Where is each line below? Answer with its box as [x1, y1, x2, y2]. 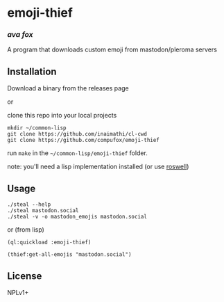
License [7, 270, 42, 282]
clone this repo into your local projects [7, 111, 117, 120]
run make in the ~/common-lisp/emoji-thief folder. [7, 149, 148, 157]
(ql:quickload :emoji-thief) [7, 239, 92, 246]
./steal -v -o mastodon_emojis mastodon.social [7, 214, 148, 221]
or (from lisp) [7, 225, 45, 234]
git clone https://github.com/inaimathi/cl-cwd [7, 131, 148, 138]
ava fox [7, 30, 33, 40]
